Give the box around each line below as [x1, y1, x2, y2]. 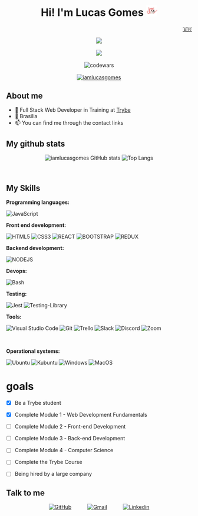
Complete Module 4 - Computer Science [14, 447, 114, 454]
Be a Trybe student [14, 399, 62, 406]
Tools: [6, 313, 22, 320]
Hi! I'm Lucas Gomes [41, 6, 144, 20]
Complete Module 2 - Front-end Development [14, 423, 126, 430]
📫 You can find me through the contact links [14, 119, 124, 126]
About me [6, 91, 43, 100]
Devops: [6, 268, 28, 275]
